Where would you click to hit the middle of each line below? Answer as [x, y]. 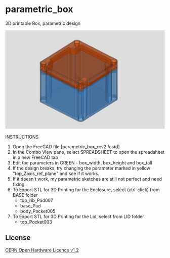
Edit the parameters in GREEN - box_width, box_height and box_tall [82, 163]
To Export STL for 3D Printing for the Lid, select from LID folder [78, 217]
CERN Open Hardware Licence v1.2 [42, 250]
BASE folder [25, 195]
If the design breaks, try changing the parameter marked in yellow [81, 168]
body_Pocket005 [38, 211]
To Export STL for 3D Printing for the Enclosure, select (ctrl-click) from [86, 190]
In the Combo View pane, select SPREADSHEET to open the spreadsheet [89, 152]
